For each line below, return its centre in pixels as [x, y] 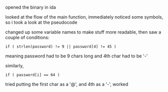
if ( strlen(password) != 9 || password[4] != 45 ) [61, 47]
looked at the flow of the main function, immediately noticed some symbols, [84, 17]
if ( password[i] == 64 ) [32, 75]
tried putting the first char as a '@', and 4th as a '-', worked [67, 84]
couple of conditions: [27, 37]
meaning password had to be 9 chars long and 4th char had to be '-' [77, 56]
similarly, [14, 66]
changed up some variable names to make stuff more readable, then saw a [83, 32]
